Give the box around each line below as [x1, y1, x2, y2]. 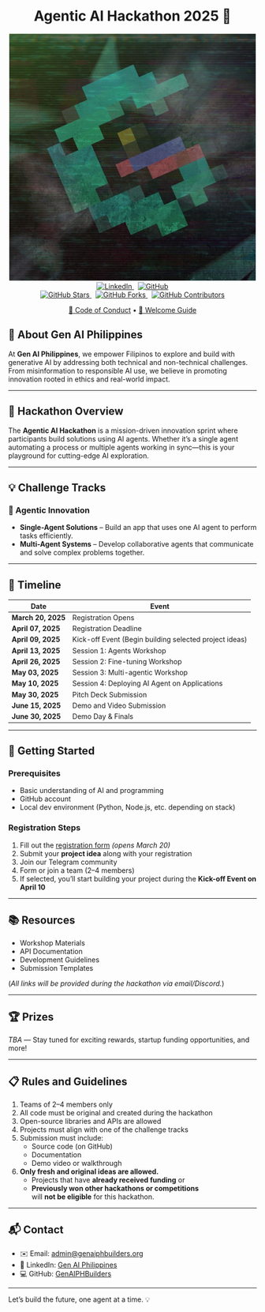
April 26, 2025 [11, 656, 61, 666]
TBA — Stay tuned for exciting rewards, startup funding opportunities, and [8, 1035, 250, 1045]
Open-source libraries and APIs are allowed [19, 1116, 162, 1126]
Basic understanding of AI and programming [19, 786, 164, 795]
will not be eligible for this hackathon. [31, 1192, 155, 1201]
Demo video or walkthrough [31, 1158, 122, 1167]
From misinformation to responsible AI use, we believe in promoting [8, 366, 227, 375]
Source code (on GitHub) [31, 1141, 113, 1151]
